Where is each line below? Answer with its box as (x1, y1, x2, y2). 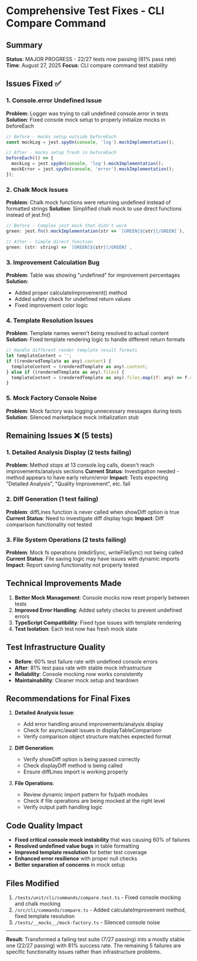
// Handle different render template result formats (6, 347, 138, 353)
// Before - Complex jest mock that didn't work (6, 223, 127, 229)
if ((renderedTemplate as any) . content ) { (6, 358, 111, 364)
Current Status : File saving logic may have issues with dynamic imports (6, 555, 180, 562)
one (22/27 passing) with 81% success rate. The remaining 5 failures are (6, 942, 182, 949)
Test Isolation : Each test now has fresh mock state (14, 625, 138, 632)
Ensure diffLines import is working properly (23, 768, 128, 775)
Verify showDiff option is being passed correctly (23, 756, 141, 763)
